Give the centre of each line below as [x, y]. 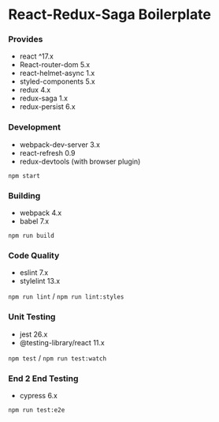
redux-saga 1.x [44, 98]
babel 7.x [34, 221]
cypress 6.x [38, 395]
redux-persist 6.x [48, 107]
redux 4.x [35, 90]
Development [35, 127]
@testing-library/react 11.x [62, 342]
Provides [26, 40]
